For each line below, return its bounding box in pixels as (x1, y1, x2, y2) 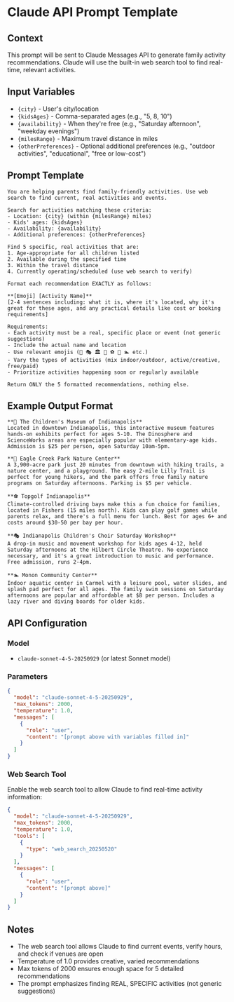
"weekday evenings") (17, 127, 80, 135)
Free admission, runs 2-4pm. (7, 559, 92, 566)
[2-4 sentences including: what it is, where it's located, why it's (7, 299, 215, 306)
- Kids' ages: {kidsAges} (7, 219, 83, 226)
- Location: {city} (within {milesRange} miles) (7, 212, 152, 219)
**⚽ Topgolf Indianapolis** (7, 493, 91, 500)
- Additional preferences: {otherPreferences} (7, 231, 146, 238)
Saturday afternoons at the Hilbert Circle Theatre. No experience (7, 546, 209, 554)
